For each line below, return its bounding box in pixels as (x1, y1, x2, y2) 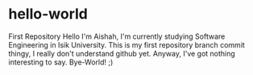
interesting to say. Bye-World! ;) (8, 57, 114, 67)
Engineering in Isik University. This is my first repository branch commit (8, 40, 246, 49)
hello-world (8, 5, 89, 23)
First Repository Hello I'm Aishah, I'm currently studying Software (8, 31, 226, 41)
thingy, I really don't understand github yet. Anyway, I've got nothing (8, 48, 235, 58)
